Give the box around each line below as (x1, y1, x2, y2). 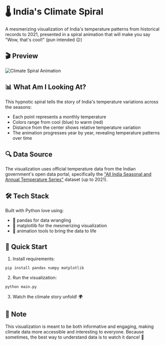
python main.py (5, 284, 37, 289)
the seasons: (5, 104, 32, 110)
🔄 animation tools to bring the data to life (12, 228, 97, 234)
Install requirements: (12, 256, 55, 262)
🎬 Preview (5, 52, 39, 60)
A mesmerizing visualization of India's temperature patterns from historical (5, 26, 159, 32)
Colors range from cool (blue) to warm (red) (12, 119, 103, 125)
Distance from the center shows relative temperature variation (12, 124, 141, 130)
